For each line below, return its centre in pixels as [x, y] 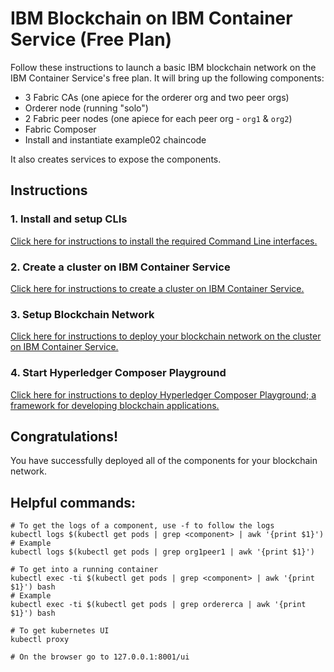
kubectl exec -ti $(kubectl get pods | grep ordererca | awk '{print [158, 605]
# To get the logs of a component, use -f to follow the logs [142, 526]
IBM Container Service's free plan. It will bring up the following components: [167, 78]
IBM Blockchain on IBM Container [151, 18]
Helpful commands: [73, 502]
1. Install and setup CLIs [69, 219]
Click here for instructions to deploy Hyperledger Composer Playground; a [163, 394]
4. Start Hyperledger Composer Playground [118, 373]
